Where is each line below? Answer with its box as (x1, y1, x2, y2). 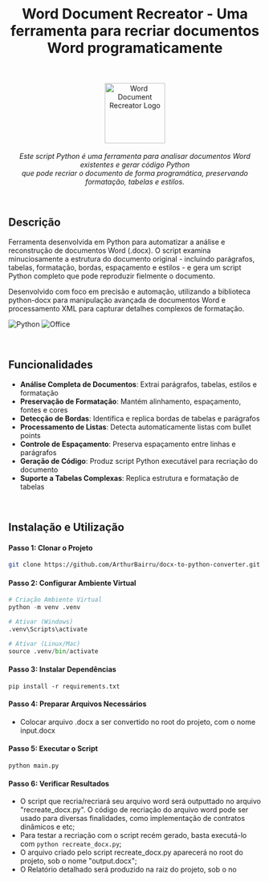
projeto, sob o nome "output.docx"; (19, 856, 137, 866)
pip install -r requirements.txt (8, 682, 120, 690)
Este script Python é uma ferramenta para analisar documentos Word (18, 151, 251, 161)
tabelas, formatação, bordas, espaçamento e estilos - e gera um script (8, 262, 242, 272)
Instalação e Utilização (8, 520, 124, 534)
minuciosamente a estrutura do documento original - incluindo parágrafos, (8, 254, 255, 263)
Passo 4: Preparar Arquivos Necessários (8, 699, 147, 709)
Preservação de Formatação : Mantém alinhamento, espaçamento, (19, 396, 242, 406)
